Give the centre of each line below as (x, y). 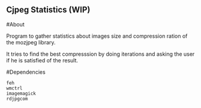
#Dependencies (26, 72)
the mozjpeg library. (31, 42)
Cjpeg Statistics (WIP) (48, 10)
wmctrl (14, 88)
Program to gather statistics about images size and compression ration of (97, 36)
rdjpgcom (17, 98)
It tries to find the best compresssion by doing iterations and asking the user (100, 54)
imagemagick (21, 93)
